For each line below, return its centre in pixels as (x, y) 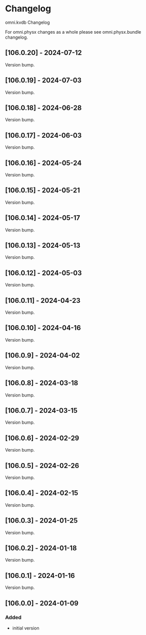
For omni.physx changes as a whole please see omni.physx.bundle (73, 32)
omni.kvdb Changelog (28, 22)
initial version (26, 628)
